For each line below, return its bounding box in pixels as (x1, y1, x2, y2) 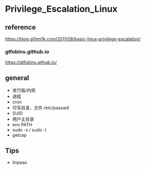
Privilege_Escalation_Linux (5, 3, 118, 15)
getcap (12, 132, 27, 138)
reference (5, 23, 36, 31)
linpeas (12, 159, 27, 165)
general (5, 74, 29, 82)
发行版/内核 (12, 87, 36, 93)
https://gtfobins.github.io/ (5, 59, 57, 65)
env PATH (12, 122, 32, 128)
